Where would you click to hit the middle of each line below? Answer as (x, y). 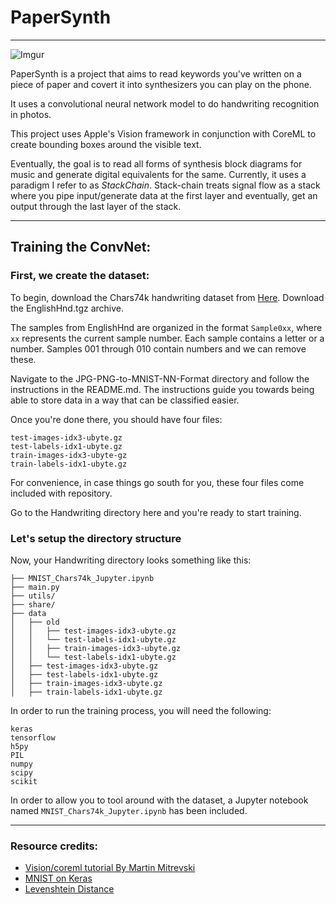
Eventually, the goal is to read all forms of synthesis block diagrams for (156, 163)
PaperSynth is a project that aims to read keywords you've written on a (156, 73)
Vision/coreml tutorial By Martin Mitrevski (110, 868)
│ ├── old (35, 622)
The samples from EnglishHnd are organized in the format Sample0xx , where (166, 327)
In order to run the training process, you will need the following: (141, 710)
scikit (24, 781)
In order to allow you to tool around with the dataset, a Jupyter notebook (159, 800)
